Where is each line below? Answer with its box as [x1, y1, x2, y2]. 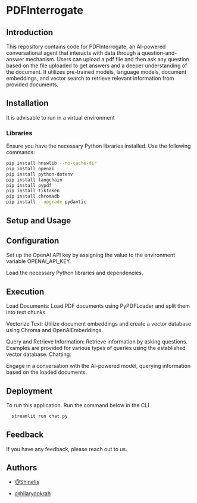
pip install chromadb [6, 193, 60, 199]
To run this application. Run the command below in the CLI [6, 401, 150, 408]
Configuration [6, 236, 60, 246]
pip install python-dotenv [6, 171, 73, 177]
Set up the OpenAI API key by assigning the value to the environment [6, 251, 176, 259]
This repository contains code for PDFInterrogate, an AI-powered [6, 43, 166, 50]
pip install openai [6, 165, 55, 171]
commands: [6, 149, 36, 156]
